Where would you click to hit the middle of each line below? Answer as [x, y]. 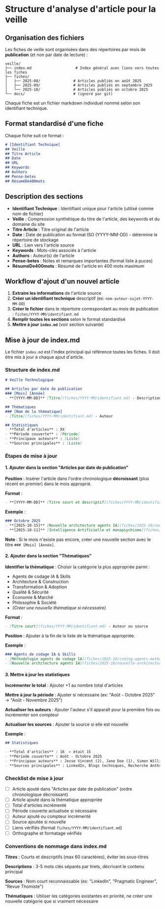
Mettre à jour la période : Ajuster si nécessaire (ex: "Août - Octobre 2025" [80, 695]
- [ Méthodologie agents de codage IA [44, 659]
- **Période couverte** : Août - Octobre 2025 [54, 756]
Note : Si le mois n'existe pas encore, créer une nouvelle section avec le [78, 539]
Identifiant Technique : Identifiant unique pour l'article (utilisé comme [83, 208]
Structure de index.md [32, 370]
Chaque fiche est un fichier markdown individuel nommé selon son [73, 103]
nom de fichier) [28, 214]
